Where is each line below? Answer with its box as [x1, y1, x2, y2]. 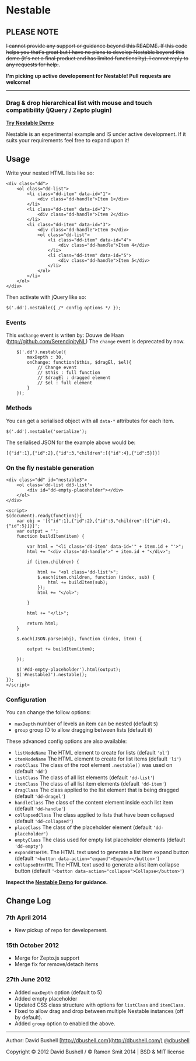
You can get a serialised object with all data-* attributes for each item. [6, 417, 175, 424]
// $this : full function [37, 370, 100, 376]
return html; [27, 620, 59, 626]
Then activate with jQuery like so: [6, 294, 86, 301]
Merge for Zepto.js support [14, 954, 80, 961]
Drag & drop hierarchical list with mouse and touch [6, 98, 152, 107]
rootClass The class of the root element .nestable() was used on [14, 762, 173, 769]
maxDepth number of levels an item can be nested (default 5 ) [14, 720, 159, 727]
